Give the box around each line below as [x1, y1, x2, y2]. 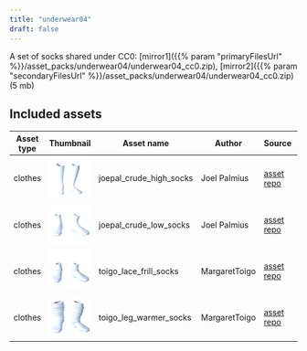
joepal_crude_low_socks [99, 219, 190, 230]
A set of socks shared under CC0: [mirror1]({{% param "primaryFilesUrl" [9, 50, 283, 61]
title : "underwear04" [9, 15, 92, 24]
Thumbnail [48, 138, 91, 149]
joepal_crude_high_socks [99, 173, 194, 184]
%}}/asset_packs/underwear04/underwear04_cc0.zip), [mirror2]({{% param [9, 60, 298, 71]
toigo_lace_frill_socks [99, 265, 179, 276]
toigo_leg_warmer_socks [99, 312, 192, 323]
